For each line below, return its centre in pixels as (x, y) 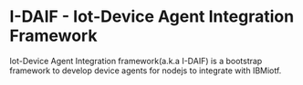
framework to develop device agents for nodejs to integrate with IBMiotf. (146, 71)
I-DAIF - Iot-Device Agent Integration (152, 17)
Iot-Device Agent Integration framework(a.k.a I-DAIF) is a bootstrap (136, 61)
